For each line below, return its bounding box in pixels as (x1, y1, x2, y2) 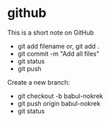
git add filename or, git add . (17, 42, 100, 50)
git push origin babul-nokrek (17, 99, 101, 107)
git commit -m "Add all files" (17, 49, 100, 58)
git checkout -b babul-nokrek (17, 92, 104, 100)
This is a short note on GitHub (7, 28, 94, 37)
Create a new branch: (7, 78, 71, 86)
